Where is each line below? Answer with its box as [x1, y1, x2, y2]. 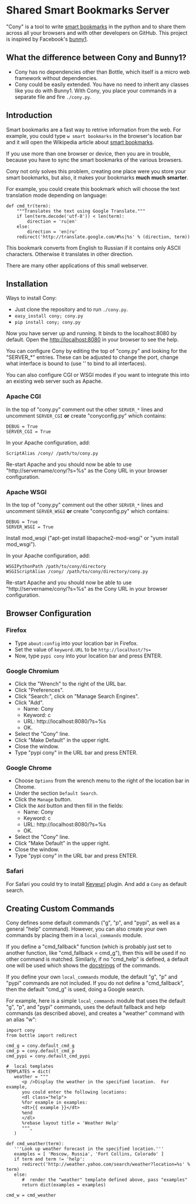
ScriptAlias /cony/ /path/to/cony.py [6, 450, 99, 457]
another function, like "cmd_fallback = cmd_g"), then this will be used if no [6, 950, 186, 957]
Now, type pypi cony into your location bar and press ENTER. [14, 652, 163, 659]
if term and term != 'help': [13, 1156, 85, 1162]
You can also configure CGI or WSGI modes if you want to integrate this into [6, 372, 190, 379]
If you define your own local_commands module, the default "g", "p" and [6, 973, 178, 981]
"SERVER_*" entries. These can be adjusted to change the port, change [6, 354, 179, 361]
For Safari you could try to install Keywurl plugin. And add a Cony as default [6, 880, 187, 887]
